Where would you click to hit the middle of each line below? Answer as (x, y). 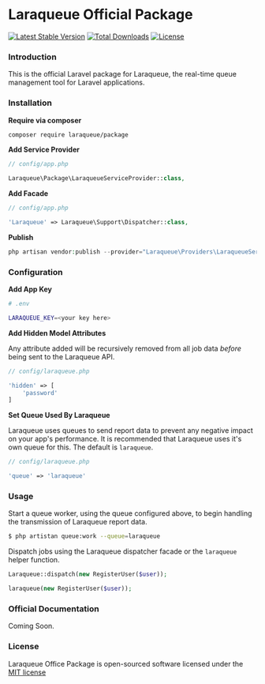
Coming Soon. (32, 626)
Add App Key (30, 289)
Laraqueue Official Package (101, 15)
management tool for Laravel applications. (77, 83)
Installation (30, 103)
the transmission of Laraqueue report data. (78, 522)
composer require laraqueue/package (68, 135)
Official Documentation (54, 608)
